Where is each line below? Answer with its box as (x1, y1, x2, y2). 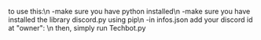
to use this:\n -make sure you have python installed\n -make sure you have (8, 7, 251, 16)
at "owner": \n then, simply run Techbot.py (8, 24, 146, 32)
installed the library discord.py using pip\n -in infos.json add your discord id (8, 15, 253, 24)
